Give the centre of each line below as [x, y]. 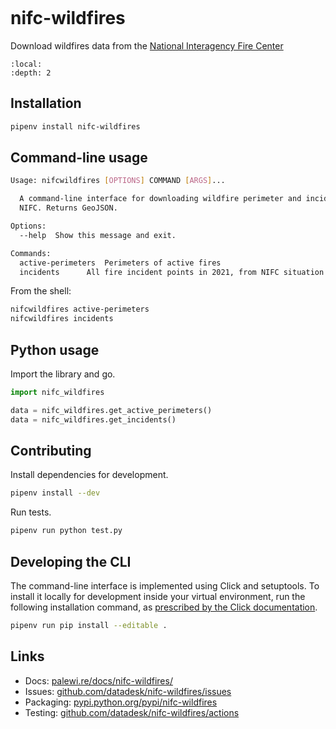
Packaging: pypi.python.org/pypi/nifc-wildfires [121, 702]
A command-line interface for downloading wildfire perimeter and [160, 199]
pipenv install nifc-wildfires [75, 126]
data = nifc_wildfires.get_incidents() [93, 419]
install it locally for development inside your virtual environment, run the [158, 596]
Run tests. [31, 512]
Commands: [31, 253]
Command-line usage [79, 158]
